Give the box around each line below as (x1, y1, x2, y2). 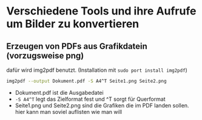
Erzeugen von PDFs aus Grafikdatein (6, 41, 147, 51)
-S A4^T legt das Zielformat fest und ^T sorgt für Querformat (15, 95, 166, 103)
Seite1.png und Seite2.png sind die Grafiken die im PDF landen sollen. (15, 101, 189, 109)
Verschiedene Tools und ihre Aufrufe (6, 4, 197, 18)
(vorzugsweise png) (6, 50, 84, 61)
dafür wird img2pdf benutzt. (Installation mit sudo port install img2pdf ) (6, 66, 188, 74)
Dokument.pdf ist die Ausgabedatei (15, 89, 104, 96)
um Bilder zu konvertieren (6, 17, 140, 31)
